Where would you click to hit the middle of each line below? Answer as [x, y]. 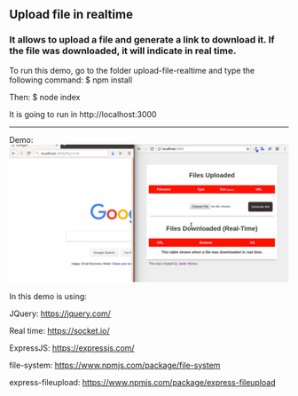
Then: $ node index [45, 97]
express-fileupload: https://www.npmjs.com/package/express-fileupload [143, 382]
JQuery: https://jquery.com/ [60, 313]
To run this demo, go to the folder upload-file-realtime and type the [132, 70]
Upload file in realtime [71, 15]
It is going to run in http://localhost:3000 [83, 114]
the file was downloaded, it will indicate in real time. [123, 51]
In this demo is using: [48, 296]
